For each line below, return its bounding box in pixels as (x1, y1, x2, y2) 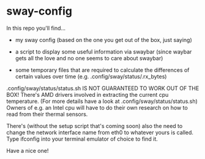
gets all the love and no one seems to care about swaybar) (15, 54, 163, 62)
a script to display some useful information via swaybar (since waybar (15, 48, 192, 55)
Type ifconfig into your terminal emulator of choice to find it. (6, 135, 158, 143)
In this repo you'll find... (6, 24, 66, 32)
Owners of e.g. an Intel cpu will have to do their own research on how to (6, 104, 188, 111)
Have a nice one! (6, 147, 49, 154)
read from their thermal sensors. (6, 110, 88, 118)
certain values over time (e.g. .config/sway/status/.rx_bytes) (15, 72, 167, 80)
